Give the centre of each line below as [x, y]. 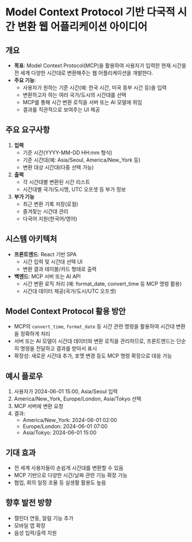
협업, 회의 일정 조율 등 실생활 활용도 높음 [60, 483]
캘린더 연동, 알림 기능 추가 [44, 518]
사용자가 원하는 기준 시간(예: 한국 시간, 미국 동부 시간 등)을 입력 [95, 88]
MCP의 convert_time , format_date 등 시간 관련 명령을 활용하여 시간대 [94, 326]
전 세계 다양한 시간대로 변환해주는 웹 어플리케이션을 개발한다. [83, 73]
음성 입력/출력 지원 [35, 533]
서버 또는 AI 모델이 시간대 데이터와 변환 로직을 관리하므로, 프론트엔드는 [95, 341]
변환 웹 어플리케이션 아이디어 [82, 27]
